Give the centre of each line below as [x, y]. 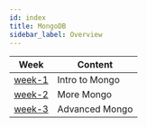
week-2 [31, 95]
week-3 [31, 109]
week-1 [31, 80]
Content [95, 65]
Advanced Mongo [95, 109]
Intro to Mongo [88, 80]
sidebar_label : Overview [56, 34]
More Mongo [85, 95]
